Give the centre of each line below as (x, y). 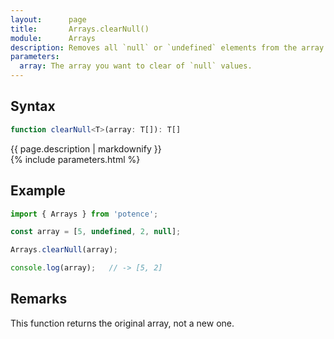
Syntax (33, 106)
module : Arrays (53, 38)
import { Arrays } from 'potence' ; (84, 214)
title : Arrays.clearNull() (80, 29)
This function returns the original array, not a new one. (122, 323)
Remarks (39, 299)
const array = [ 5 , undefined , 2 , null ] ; (96, 232)
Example (38, 191)
